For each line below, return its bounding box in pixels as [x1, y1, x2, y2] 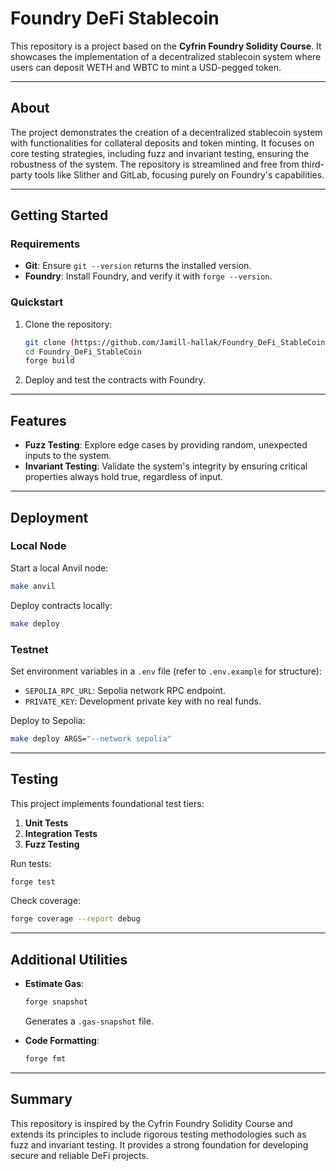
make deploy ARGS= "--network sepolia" [10, 733, 172, 744]
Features [10, 412, 67, 429]
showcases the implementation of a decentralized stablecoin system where [10, 50, 322, 62]
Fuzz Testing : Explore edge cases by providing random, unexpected [24, 439, 308, 451]
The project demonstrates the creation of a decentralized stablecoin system [10, 126, 323, 138]
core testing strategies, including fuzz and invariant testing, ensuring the [10, 147, 310, 159]
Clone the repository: [24, 318, 113, 330]
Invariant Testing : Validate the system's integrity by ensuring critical [24, 460, 308, 472]
